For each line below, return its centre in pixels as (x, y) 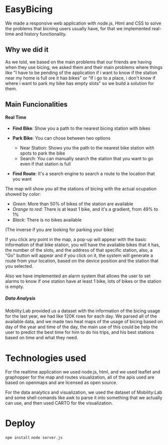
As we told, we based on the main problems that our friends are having (78, 62)
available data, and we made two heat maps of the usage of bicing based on (84, 322)
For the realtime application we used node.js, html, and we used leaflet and (83, 372)
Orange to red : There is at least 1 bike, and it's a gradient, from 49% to (85, 209)
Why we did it (27, 50)
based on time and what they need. (42, 338)
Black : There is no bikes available (47, 220)
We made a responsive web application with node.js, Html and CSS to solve (83, 23)
